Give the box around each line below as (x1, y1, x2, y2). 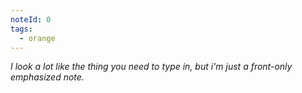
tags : (10, 24, 33, 34)
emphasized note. (10, 71, 85, 83)
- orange (19, 33, 56, 43)
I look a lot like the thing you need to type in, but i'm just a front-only (10, 61, 293, 73)
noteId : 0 (10, 14, 52, 25)
